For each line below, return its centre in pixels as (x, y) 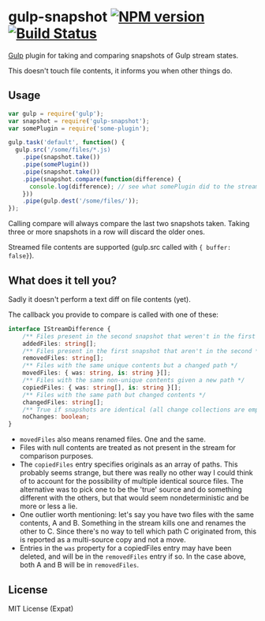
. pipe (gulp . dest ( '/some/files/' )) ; (81, 201)
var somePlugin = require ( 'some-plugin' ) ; (79, 128)
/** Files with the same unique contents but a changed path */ (130, 366)
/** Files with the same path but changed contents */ (114, 395)
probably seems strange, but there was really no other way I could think (136, 473)
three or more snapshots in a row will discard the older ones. (106, 232)
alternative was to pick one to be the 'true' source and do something (131, 489)
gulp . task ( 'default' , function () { (67, 143)
